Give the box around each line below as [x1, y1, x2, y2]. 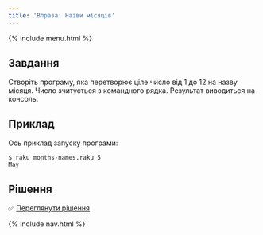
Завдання [8, 56, 60, 70]
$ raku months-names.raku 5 [8, 154, 102, 162]
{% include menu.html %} [8, 33, 93, 43]
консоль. [8, 94, 39, 104]
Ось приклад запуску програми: [8, 138, 118, 148]
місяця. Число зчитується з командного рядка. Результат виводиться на [8, 86, 256, 95]
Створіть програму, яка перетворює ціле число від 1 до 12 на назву [8, 77, 238, 87]
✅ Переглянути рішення [8, 203, 90, 213]
